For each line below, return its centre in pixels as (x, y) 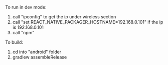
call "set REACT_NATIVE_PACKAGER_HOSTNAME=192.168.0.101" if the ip (88, 22)
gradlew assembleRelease (40, 57)
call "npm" (23, 32)
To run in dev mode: (26, 7)
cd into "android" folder (37, 52)
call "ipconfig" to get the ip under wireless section (64, 17)
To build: (14, 42)
